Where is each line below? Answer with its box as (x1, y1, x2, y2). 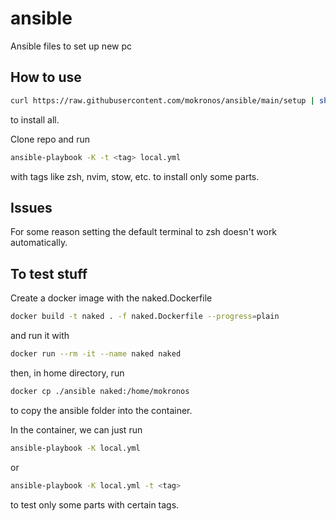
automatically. (10, 237, 68, 249)
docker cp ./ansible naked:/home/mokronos (10, 386, 190, 396)
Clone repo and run (10, 133, 90, 145)
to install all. (10, 113, 60, 126)
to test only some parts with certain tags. (10, 498, 180, 511)
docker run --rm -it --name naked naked (10, 349, 182, 359)
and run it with (10, 330, 70, 341)
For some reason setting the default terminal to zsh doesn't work (10, 226, 278, 238)
